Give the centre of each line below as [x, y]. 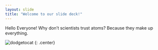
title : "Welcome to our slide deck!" [44, 14]
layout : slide [20, 9]
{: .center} [45, 42]
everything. [17, 33]
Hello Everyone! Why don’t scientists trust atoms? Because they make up [79, 28]
